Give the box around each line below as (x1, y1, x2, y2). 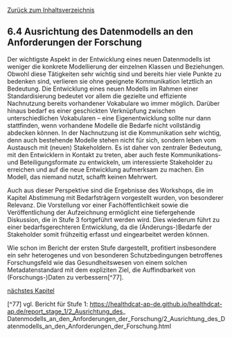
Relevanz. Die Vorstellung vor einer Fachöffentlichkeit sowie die (7, 201, 189, 209)
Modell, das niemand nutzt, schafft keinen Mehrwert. (7, 172, 158, 181)
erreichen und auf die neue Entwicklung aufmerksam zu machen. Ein (7, 165, 204, 174)
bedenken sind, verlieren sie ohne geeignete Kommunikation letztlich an (7, 77, 213, 85)
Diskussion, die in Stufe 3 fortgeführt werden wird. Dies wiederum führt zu (7, 215, 220, 224)
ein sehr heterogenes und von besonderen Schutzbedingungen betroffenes (7, 251, 223, 259)
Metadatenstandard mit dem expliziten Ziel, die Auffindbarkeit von (7, 266, 196, 274)
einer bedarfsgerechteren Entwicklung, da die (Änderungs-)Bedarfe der (7, 223, 213, 231)
